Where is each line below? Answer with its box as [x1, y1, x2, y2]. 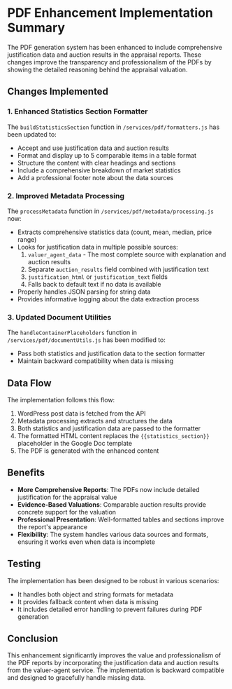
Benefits [7, 467, 45, 479]
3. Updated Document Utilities [7, 312, 112, 322]
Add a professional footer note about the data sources [17, 173, 173, 182]
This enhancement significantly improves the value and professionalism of [7, 651, 222, 660]
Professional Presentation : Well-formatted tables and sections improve [17, 515, 224, 524]
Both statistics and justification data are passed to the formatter [17, 424, 201, 432]
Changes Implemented [7, 86, 108, 97]
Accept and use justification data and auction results [17, 144, 169, 152]
